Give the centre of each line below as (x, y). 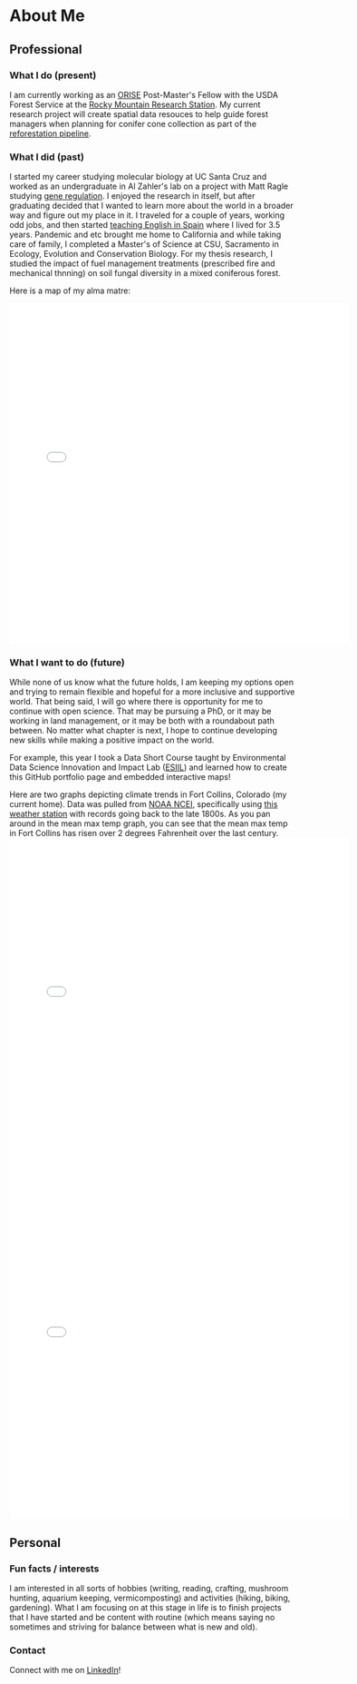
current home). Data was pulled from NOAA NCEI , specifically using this (144, 804)
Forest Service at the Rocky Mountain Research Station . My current (135, 104)
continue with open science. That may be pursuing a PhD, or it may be (140, 711)
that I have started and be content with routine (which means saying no (142, 1618)
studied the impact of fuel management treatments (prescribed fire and (142, 263)
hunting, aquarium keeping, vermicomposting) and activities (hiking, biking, (150, 1598)
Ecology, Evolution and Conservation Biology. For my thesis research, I (141, 254)
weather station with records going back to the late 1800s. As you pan (140, 814)
